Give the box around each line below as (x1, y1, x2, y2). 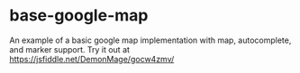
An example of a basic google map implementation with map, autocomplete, (9, 35, 292, 45)
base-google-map (9, 5, 149, 26)
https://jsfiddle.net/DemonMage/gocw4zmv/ (9, 53, 175, 64)
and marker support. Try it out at (9, 44, 131, 54)
